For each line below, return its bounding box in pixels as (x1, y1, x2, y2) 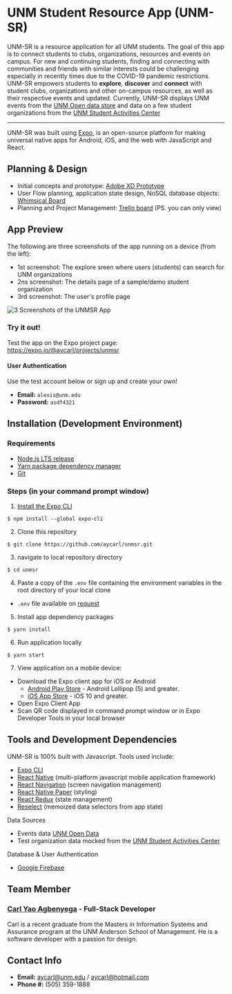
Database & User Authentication (7, 849, 99, 858)
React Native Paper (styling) (17, 787, 98, 796)
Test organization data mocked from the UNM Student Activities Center (17, 836, 220, 845)
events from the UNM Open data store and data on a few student (7, 101, 192, 109)
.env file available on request (17, 600, 100, 608)
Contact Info (7, 955, 62, 966)
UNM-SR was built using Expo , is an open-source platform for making (7, 128, 206, 136)
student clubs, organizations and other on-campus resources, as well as (7, 86, 213, 95)
